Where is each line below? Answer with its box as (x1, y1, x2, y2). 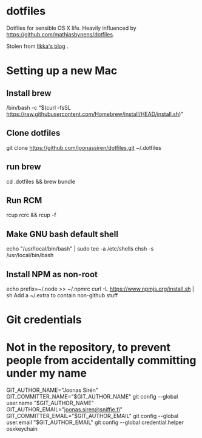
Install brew (6, 88, 52, 98)
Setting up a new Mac (6, 64, 118, 78)
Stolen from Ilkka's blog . (6, 42, 69, 50)
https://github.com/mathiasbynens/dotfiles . (6, 30, 115, 38)
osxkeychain (6, 425, 38, 433)
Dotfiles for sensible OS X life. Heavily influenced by (6, 24, 136, 32)
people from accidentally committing (6, 354, 197, 368)
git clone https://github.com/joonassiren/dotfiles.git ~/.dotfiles (6, 144, 162, 151)
